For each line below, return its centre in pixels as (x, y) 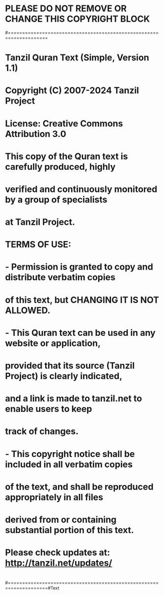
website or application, (53, 343)
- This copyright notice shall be (70, 454)
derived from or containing (61, 520)
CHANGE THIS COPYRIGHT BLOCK (78, 19)
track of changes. (42, 431)
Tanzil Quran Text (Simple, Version (77, 58)
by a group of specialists (56, 200)
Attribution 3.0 (36, 134)
